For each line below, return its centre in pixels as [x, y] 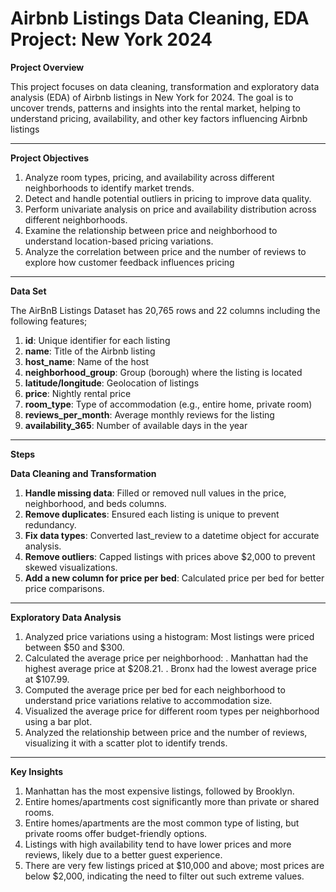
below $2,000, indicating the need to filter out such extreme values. [164, 876]
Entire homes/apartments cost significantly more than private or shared [172, 801]
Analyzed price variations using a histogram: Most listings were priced [169, 636]
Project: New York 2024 [111, 39]
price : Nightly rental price [78, 393]
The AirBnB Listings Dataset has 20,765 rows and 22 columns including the [165, 310]
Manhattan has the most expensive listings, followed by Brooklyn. [159, 791]
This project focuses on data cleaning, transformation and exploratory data [165, 86]
